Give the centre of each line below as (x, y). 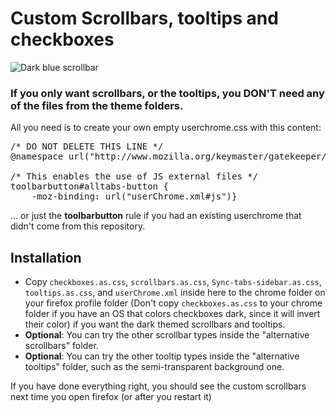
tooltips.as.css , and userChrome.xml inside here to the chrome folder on (175, 293)
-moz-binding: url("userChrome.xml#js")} (134, 196)
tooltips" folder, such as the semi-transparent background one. (154, 367)
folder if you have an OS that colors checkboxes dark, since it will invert (172, 314)
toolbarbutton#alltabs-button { (89, 186)
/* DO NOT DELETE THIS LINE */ (87, 146)
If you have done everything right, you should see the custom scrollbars (158, 386)
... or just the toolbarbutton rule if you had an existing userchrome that (156, 216)
